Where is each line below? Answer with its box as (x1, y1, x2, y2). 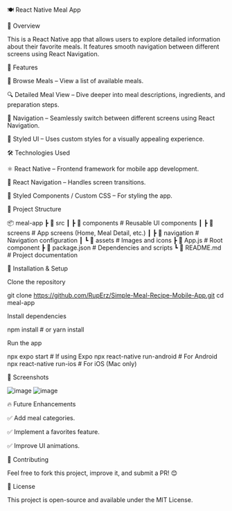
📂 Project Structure (7, 205, 62, 213)
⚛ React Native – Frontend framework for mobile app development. (7, 165, 199, 173)
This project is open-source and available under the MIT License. (7, 496, 193, 504)
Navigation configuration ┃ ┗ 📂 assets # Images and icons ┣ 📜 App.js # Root (7, 236, 223, 244)
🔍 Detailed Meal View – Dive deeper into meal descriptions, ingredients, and (7, 91, 226, 98)
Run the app (7, 339, 42, 347)
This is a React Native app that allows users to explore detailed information (7, 35, 220, 43)
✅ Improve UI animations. (7, 442, 80, 449)
